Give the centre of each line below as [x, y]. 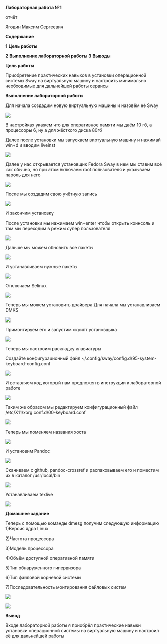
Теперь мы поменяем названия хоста [46, 432]
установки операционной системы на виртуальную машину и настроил [82, 631]
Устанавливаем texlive [29, 495]
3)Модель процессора [29, 548]
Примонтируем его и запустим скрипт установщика [61, 329]
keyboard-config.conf [28, 363]
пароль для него [23, 175]
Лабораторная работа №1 [33, 7]
